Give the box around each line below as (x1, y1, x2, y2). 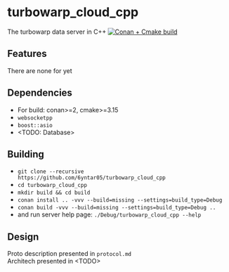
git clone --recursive (17, 168, 84, 176)
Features (7, 48, 47, 60)
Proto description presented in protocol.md (7, 250, 132, 258)
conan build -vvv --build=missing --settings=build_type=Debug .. (17, 205, 216, 212)
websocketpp (17, 114, 53, 122)
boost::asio (17, 122, 53, 129)
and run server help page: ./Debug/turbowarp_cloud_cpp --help (17, 210, 202, 219)
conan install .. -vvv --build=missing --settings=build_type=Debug (17, 197, 223, 204)
